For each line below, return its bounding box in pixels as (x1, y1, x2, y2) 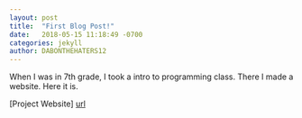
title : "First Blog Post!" (9, 22, 115, 31)
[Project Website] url (9, 98, 86, 109)
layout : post (9, 13, 59, 23)
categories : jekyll (9, 38, 83, 48)
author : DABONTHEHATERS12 (9, 47, 106, 56)
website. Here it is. (9, 81, 78, 92)
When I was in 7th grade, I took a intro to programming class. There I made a (9, 71, 294, 82)
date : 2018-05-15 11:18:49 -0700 (9, 30, 143, 39)
